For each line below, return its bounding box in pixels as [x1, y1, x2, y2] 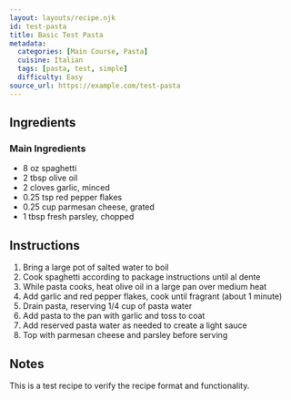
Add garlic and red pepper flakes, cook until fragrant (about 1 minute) [22, 291, 283, 302]
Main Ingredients [9, 142, 86, 155]
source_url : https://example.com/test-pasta [9, 81, 181, 90]
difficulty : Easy [17, 73, 84, 82]
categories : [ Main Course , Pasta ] [17, 47, 148, 56]
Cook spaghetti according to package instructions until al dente [22, 272, 261, 282]
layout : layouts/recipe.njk [9, 13, 116, 23]
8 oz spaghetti [22, 163, 77, 174]
